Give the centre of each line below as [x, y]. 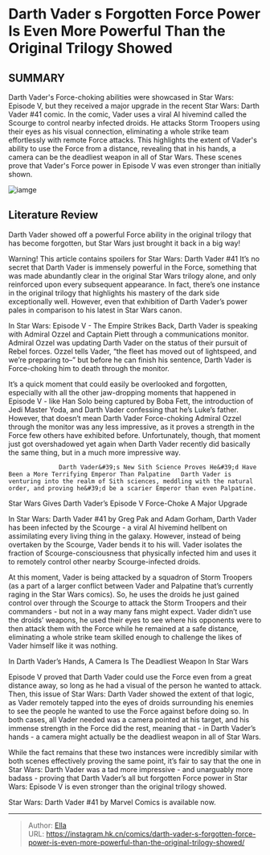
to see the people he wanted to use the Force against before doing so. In [129, 711]
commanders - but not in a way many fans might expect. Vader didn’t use [130, 611]
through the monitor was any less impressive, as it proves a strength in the [131, 427]
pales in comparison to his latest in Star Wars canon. [95, 310]
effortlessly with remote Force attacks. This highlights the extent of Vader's [133, 140]
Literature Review [53, 215]
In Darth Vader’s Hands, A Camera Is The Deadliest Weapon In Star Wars [129, 661]
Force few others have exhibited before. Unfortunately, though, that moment [135, 435]
